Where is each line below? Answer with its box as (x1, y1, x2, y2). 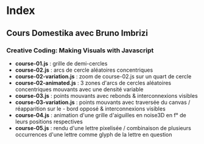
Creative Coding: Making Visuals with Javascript (6, 46, 154, 55)
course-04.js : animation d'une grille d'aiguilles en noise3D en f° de (15, 111, 187, 118)
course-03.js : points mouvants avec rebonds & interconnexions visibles (15, 92, 198, 99)
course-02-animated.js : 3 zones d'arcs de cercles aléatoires (15, 79, 172, 86)
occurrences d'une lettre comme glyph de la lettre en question (15, 131, 172, 138)
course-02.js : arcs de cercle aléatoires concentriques (15, 66, 153, 74)
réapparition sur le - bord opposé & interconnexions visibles (15, 105, 166, 112)
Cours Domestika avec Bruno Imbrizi (6, 28, 148, 38)
